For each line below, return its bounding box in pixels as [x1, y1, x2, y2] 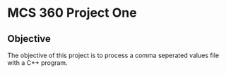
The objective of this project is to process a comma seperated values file [7, 51, 220, 59]
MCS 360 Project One [7, 5, 137, 21]
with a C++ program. [7, 59, 69, 67]
